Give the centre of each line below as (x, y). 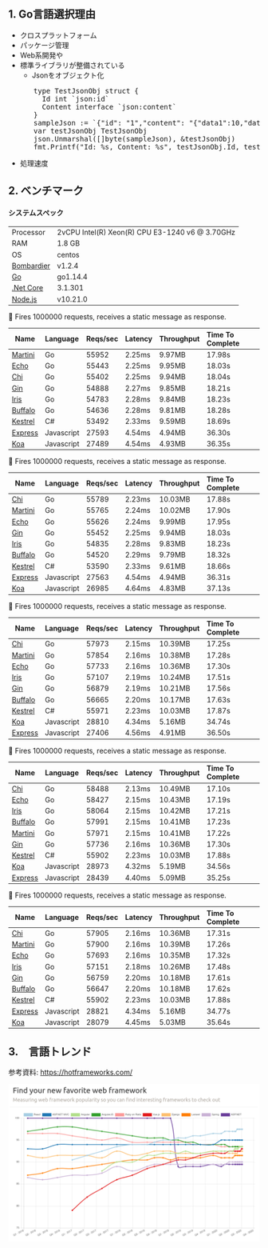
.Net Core (28, 288)
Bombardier (31, 266)
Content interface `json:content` (109, 107)
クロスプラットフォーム (58, 35)
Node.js (24, 299)
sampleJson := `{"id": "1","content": (109, 123)
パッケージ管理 (44, 45)
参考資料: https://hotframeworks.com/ (71, 1072)
